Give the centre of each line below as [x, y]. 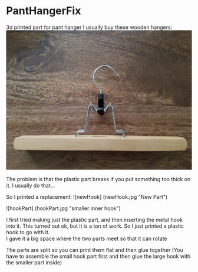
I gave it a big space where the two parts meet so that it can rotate [87, 238]
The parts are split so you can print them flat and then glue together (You [95, 250]
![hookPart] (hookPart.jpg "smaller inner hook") [63, 208]
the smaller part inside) [34, 262]
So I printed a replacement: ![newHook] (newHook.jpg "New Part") [87, 196]
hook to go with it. [28, 232]
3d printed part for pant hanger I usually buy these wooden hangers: [89, 27]
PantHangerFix [44, 11]
